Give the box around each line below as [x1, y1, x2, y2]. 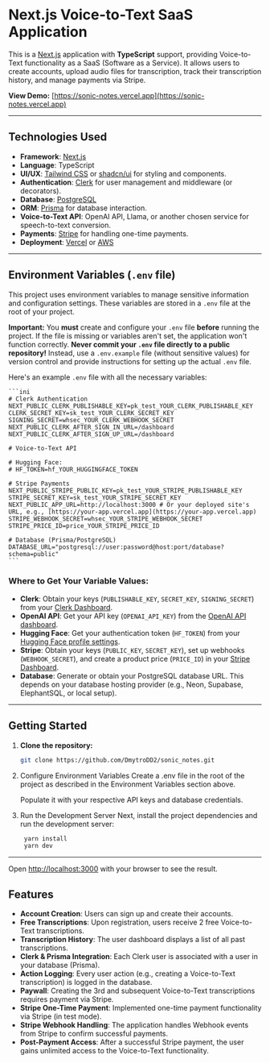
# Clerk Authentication [8, 395, 88, 403]
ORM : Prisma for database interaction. [19, 203, 147, 213]
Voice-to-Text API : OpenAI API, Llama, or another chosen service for [19, 211, 249, 221]
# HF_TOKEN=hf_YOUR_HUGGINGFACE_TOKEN [8, 465, 138, 473]
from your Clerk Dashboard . [19, 602, 113, 612]
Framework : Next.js [19, 152, 87, 161]
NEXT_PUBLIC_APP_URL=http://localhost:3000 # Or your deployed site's [8, 500, 250, 509]
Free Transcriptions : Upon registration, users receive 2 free [19, 917, 219, 928]
